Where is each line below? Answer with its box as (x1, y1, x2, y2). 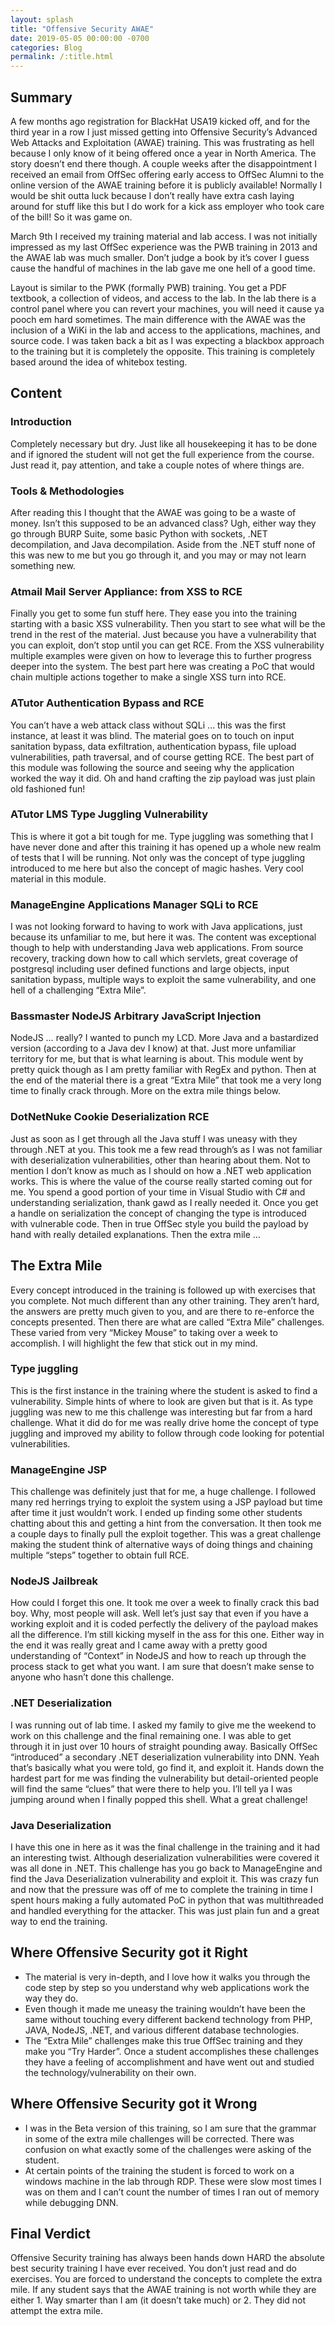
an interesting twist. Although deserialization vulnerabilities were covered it (10, 1852, 320, 1863)
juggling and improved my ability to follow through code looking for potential (10, 1427, 325, 1439)
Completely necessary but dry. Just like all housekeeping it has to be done (10, 437, 318, 450)
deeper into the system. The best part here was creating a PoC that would (10, 661, 315, 673)
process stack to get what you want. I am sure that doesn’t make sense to (10, 1661, 315, 1673)
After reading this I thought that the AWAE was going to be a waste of (10, 506, 297, 518)
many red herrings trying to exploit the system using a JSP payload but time (10, 1496, 323, 1508)
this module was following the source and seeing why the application (10, 761, 295, 773)
